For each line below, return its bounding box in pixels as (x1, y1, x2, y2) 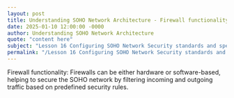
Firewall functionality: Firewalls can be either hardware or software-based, (7, 67, 221, 76)
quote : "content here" (7, 36, 73, 43)
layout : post (7, 10, 45, 17)
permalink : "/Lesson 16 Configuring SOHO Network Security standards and (7, 49, 226, 56)
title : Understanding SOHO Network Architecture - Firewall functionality (7, 17, 229, 24)
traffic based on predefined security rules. (7, 83, 129, 91)
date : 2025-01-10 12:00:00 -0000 (7, 23, 104, 30)
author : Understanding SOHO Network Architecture (7, 29, 155, 37)
